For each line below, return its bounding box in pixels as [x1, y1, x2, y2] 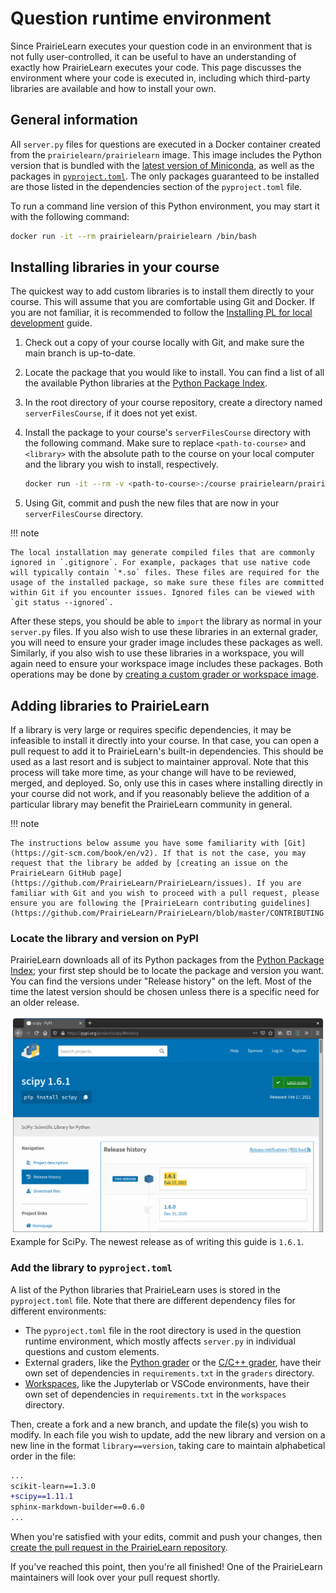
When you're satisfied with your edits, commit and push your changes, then [10, 1531, 323, 1543]
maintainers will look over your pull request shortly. [10, 1572, 221, 1584]
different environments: [10, 1305, 107, 1317]
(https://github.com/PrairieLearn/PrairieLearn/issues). [10, 878, 253, 889]
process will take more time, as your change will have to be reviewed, [10, 767, 297, 779]
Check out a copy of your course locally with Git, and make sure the [24, 337, 305, 349]
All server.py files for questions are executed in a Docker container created [10, 138, 321, 150]
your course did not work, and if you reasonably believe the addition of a [10, 788, 310, 800]
